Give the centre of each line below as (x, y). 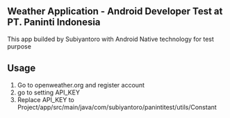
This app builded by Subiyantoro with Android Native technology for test (110, 39)
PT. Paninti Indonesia (54, 23)
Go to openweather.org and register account (81, 85)
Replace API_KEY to (46, 99)
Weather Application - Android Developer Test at (115, 11)
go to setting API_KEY (48, 92)
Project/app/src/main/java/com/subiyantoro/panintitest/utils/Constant (117, 107)
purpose (19, 46)
